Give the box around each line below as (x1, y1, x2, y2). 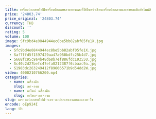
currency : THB (5, 20, 34, 26)
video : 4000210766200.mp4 (5, 70, 57, 75)
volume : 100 (5, 34, 29, 39)
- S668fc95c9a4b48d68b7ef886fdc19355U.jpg (9, 57, 97, 62)
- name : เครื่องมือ (9, 79, 39, 84)
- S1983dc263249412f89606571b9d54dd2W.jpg (9, 66, 97, 71)
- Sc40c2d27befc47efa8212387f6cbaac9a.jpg (9, 61, 97, 66)
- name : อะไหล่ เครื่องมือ (9, 88, 50, 93)
